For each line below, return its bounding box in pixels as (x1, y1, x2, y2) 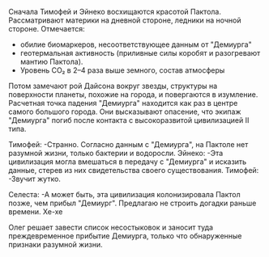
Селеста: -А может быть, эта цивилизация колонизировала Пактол (8, 190, 241, 199)
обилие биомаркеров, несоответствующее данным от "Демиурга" (19, 40, 253, 49)
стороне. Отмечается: (8, 24, 85, 33)
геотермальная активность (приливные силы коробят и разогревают (19, 48, 261, 57)
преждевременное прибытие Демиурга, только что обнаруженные (8, 231, 242, 241)
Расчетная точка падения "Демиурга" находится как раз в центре (8, 99, 238, 107)
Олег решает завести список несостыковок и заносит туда (8, 222, 213, 232)
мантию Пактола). (19, 57, 83, 66)
